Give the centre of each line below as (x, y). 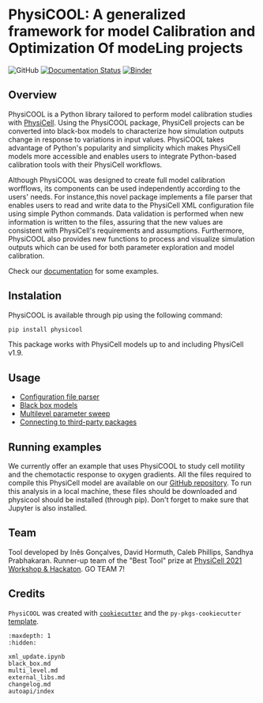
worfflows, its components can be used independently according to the (124, 188)
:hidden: (23, 643)
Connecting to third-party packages (78, 422)
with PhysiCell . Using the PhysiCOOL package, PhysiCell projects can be (126, 122)
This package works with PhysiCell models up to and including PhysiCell (126, 344)
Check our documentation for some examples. (84, 271)
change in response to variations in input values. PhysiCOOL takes (116, 139)
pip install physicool (45, 329)
